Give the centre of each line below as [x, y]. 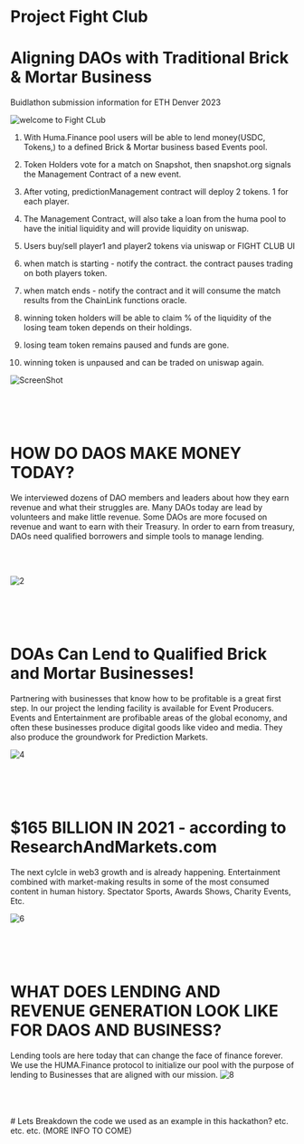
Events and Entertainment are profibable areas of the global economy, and [149, 718]
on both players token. [65, 273]
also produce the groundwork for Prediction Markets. [109, 737]
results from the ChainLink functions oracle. [105, 300]
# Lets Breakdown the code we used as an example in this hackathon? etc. [149, 1120]
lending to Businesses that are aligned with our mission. [114, 1074]
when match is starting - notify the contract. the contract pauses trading [158, 263]
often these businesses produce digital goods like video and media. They [147, 727]
